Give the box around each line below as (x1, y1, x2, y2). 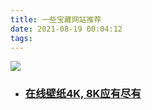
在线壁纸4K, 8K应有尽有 (24, 87, 142, 101)
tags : (10, 33, 33, 43)
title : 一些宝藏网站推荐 (10, 14, 102, 25)
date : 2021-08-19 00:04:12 (10, 24, 123, 34)
